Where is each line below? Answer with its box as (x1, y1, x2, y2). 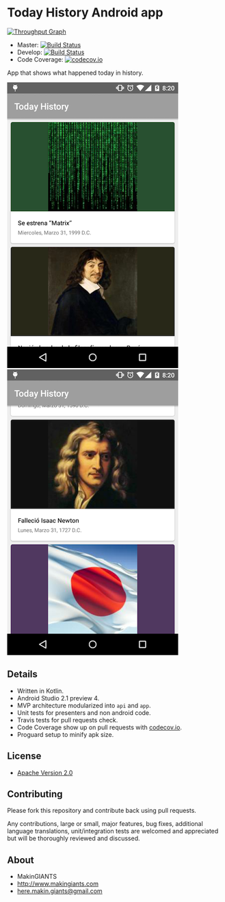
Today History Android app (7, 5, 163, 21)
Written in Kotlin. (16, 687, 64, 695)
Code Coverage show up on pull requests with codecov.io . (16, 723, 183, 731)
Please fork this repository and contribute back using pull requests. (7, 807, 197, 815)
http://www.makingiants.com (16, 879, 99, 888)
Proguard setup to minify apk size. (16, 730, 114, 738)
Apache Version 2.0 (16, 768, 73, 777)
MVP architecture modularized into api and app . (16, 701, 151, 709)
